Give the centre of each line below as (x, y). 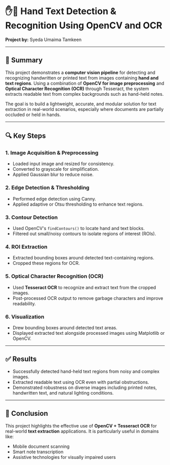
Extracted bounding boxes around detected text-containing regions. (83, 258)
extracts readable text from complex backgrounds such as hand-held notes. (84, 94)
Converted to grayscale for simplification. (56, 169)
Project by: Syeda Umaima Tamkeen (44, 40)
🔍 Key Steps (26, 136)
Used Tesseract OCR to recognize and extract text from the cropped (84, 287)
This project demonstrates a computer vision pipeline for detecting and (80, 72)
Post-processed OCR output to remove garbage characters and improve (88, 298)
